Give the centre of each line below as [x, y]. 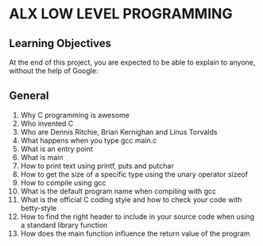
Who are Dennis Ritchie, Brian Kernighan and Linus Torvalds [119, 131]
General [29, 96]
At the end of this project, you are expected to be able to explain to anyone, [132, 62]
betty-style [39, 208]
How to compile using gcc [63, 182]
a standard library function [64, 225]
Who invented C [47, 123]
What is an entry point [57, 149]
